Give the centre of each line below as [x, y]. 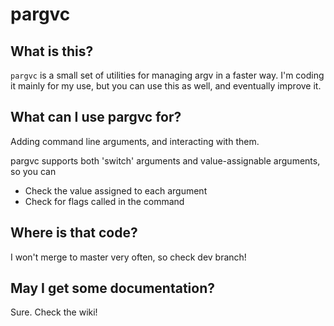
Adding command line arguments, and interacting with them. [135, 141]
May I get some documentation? [112, 288]
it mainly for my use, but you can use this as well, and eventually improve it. [166, 86]
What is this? [52, 51]
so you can [33, 171]
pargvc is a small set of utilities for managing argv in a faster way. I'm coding [167, 75]
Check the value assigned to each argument [116, 190]
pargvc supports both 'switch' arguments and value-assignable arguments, [165, 160]
